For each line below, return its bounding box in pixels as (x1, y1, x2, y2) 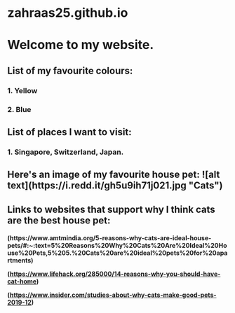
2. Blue (7, 104, 32, 114)
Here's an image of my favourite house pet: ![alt (7, 169, 220, 181)
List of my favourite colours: (7, 64, 133, 76)
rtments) (7, 256, 34, 265)
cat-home (7, 277, 37, 286)
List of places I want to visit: (7, 126, 132, 138)
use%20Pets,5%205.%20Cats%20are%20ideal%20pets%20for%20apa (7, 249, 228, 257)
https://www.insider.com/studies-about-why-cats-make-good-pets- (9, 291, 217, 299)
